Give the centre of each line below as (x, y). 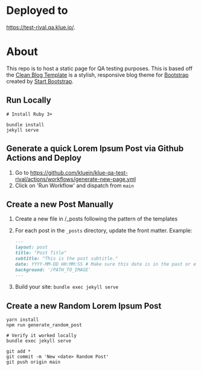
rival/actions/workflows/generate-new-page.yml (75, 179)
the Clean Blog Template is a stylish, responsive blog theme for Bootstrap (97, 75)
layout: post (31, 247)
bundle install (25, 124)
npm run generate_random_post (44, 325)
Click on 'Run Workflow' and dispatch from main (74, 185)
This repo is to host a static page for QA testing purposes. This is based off (99, 68)
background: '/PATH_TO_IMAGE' (53, 269)
